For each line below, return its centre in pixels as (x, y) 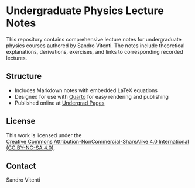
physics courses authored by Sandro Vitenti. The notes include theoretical (95, 46)
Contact (21, 166)
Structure (24, 76)
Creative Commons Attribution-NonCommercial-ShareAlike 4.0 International (97, 141)
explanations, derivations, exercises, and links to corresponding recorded (95, 51)
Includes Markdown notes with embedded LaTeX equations (86, 90)
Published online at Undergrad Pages (59, 103)
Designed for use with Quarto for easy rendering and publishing (91, 96)
